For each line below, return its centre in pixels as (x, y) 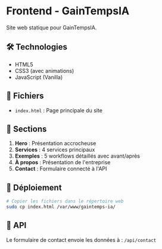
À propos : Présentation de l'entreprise (63, 162)
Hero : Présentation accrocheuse (55, 143)
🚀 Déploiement (34, 187)
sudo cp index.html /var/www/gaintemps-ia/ (61, 207)
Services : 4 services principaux (55, 150)
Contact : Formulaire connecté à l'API (61, 169)
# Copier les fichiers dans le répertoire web (65, 201)
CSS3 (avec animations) (44, 70)
